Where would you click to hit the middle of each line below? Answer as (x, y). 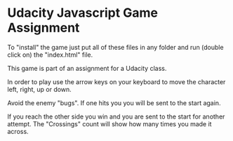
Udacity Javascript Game (83, 13)
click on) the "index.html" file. (50, 55)
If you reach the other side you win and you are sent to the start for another (116, 116)
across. (18, 131)
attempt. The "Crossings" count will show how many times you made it (109, 123)
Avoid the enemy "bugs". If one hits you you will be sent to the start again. (114, 102)
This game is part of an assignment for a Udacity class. (87, 68)
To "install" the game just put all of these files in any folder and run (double (115, 47)
